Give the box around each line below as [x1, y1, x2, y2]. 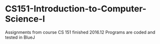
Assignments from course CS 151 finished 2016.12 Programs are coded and [5, 29, 156, 35]
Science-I [5, 13, 45, 24]
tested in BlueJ [5, 34, 35, 40]
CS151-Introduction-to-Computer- [5, 3, 147, 14]
